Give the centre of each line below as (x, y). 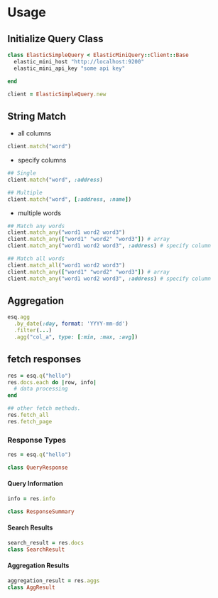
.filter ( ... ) (33, 331)
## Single (22, 173)
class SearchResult (36, 550)
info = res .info (31, 499)
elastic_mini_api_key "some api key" (70, 68)
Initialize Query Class (56, 39)
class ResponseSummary (41, 511)
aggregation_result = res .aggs (54, 581)
